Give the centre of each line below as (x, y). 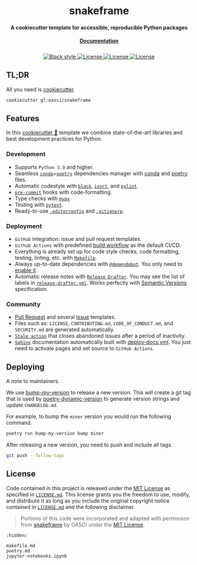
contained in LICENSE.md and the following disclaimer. (70, 507)
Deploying (25, 367)
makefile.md (21, 546)
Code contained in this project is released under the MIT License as (88, 488)
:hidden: (17, 535)
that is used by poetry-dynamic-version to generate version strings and (93, 399)
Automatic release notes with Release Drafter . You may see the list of (100, 277)
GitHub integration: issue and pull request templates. (78, 239)
